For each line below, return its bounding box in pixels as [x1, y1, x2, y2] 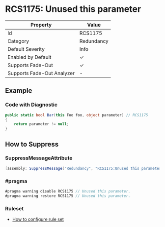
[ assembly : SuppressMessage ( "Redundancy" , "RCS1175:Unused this [5, 166, 139, 171]
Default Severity [7, 45, 45, 52]
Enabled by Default [7, 53, 52, 60]
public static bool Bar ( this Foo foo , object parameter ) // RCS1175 [5, 113, 148, 117]
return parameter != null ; [14, 122, 69, 127]
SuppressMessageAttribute [5, 154, 73, 161]
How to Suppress [5, 140, 59, 149]
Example [5, 86, 32, 95]
